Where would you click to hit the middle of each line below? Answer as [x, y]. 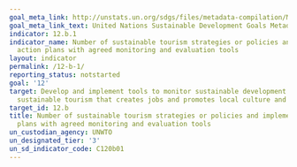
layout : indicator [43, 58]
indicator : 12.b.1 [43, 34]
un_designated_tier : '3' [55, 140]
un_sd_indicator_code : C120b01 [67, 148]
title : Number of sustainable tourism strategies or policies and [134, 116]
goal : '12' [29, 83]
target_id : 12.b [39, 108]
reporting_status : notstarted [65, 75]
